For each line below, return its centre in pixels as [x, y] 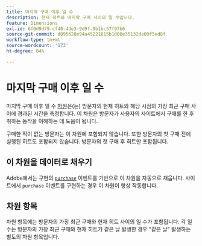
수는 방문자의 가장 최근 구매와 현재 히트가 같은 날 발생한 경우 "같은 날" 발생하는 [99, 229]
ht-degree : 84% [25, 51]
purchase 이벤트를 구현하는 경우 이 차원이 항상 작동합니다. [90, 185]
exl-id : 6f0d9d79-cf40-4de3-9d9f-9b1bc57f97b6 [66, 29]
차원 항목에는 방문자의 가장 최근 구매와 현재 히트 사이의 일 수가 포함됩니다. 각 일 [99, 222]
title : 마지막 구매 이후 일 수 [40, 12]
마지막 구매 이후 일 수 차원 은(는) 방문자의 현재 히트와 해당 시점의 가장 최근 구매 [98, 106]
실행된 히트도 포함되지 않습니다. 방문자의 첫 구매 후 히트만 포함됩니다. [87, 141]
